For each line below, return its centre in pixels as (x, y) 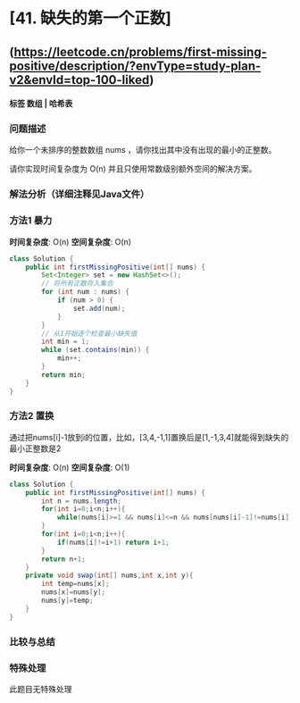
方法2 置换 (32, 416)
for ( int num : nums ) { (85, 292)
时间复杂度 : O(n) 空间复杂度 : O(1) (70, 467)
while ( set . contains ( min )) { (96, 350)
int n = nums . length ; (82, 501)
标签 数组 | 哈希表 (41, 104)
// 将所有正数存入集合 (77, 284)
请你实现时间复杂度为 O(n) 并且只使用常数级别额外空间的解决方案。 (133, 169)
